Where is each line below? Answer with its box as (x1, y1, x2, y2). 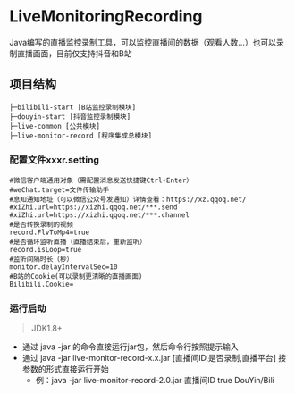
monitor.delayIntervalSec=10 (9, 263, 118, 272)
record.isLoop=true (9, 246, 82, 255)
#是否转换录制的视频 (9, 221, 74, 230)
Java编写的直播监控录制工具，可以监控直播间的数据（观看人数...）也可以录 (9, 37, 284, 47)
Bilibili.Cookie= (9, 280, 74, 289)
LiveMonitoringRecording (9, 6, 203, 27)
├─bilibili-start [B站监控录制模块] (9, 103, 137, 112)
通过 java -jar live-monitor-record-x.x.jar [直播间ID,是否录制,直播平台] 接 (21, 353, 287, 364)
